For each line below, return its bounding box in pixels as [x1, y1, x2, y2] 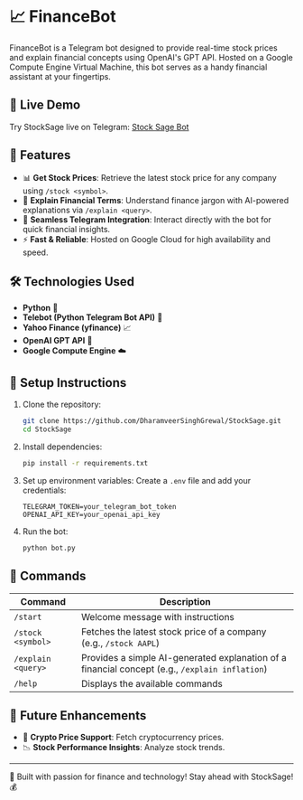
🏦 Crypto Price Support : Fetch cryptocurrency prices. [22, 732, 225, 743]
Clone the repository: [22, 399, 102, 410]
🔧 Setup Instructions [9, 375, 127, 391]
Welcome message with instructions [80, 610, 234, 623]
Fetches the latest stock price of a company [80, 625, 267, 637]
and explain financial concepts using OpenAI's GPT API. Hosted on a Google [9, 52, 293, 62]
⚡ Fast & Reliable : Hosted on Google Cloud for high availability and [22, 233, 271, 244]
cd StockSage [22, 425, 72, 434]
